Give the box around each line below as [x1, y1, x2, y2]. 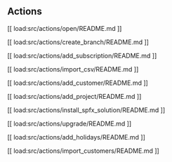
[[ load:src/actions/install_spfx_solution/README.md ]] [7, 105, 166, 114]
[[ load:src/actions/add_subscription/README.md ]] [7, 51, 157, 60]
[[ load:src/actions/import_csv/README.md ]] [7, 65, 139, 73]
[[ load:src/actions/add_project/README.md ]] [7, 92, 142, 100]
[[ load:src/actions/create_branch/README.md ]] [7, 38, 150, 46]
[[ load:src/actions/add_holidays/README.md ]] [7, 133, 146, 141]
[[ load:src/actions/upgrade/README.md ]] [7, 119, 132, 128]
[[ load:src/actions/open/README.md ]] [7, 24, 122, 32]
